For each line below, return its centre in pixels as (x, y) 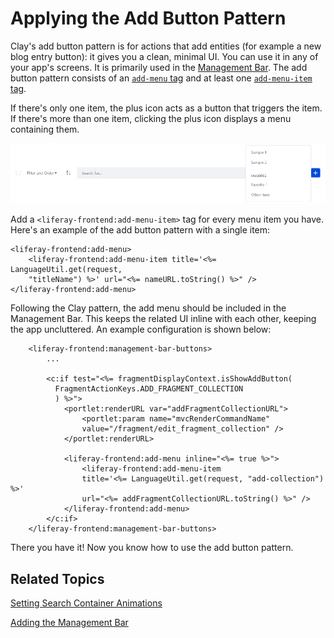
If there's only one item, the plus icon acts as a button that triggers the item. (166, 108)
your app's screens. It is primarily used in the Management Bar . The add (159, 67)
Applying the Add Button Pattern (148, 18)
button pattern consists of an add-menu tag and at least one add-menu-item (161, 78)
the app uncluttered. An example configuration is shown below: (141, 329)
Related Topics (57, 578)
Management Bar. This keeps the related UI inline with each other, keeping (163, 319)
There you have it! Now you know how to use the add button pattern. (152, 548)
